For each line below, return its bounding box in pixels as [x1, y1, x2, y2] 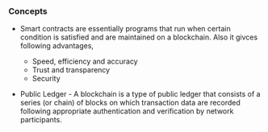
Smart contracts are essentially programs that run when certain [19, 24, 232, 34]
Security [31, 74, 61, 84]
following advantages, [19, 41, 94, 51]
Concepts [8, 6, 48, 17]
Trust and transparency [31, 65, 111, 75]
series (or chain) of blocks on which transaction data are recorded [19, 98, 241, 108]
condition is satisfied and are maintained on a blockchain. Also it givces [19, 32, 258, 42]
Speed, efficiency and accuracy [31, 56, 139, 66]
